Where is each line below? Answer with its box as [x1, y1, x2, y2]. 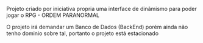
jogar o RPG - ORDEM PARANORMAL [6, 12, 100, 19]
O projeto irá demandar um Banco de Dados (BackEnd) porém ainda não [6, 24, 188, 30]
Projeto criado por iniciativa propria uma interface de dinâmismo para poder [6, 5, 197, 12]
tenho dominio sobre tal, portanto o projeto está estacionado [6, 30, 159, 37]
